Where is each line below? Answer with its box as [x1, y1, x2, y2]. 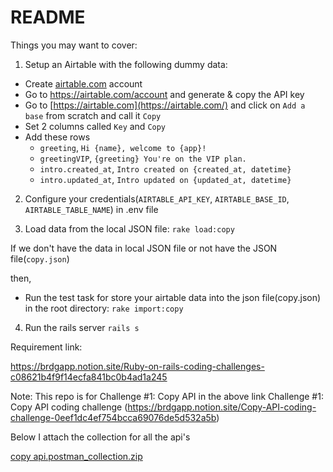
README [10, 6, 86, 29]
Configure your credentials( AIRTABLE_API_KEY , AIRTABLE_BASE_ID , [24, 192, 290, 205]
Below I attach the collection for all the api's [10, 431, 191, 443]
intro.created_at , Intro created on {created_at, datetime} [39, 162, 292, 175]
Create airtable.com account [24, 77, 143, 90]
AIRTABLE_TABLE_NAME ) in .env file [24, 203, 159, 215]
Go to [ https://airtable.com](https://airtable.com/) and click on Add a [24, 99, 306, 111]
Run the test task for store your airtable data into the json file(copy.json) [24, 291, 322, 303]
